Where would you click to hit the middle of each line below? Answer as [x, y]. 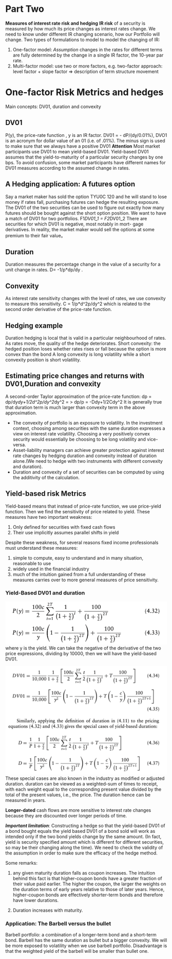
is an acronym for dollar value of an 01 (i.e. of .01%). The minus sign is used [85, 141]
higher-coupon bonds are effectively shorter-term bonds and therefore [88, 895]
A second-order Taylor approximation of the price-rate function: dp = [79, 396]
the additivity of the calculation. [46, 477]
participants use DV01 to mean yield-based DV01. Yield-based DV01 [77, 151]
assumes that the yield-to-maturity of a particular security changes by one [84, 157]
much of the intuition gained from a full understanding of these [79, 574]
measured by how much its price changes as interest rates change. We [80, 28]
